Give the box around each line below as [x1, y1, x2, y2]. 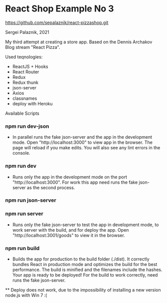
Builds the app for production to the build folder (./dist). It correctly [12, 256, 150, 262]
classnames [12, 95, 37, 101]
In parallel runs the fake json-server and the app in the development [12, 134, 152, 140]
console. [12, 150, 30, 156]
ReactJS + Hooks [12, 63, 48, 69]
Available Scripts [5, 110, 40, 116]
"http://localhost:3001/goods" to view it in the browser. [12, 232, 126, 238]
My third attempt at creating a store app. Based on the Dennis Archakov [5, 38, 153, 45]
